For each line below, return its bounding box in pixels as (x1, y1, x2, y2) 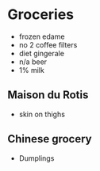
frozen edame (18, 32, 65, 41)
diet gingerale (18, 48, 65, 58)
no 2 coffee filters (18, 40, 78, 49)
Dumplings (18, 153, 55, 163)
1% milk (18, 65, 44, 74)
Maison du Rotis (7, 89, 89, 102)
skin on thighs (18, 109, 65, 119)
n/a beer (18, 57, 48, 66)
